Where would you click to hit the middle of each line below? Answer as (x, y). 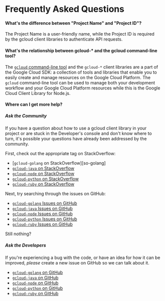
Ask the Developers (26, 245)
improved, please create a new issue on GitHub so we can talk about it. (77, 263)
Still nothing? (18, 234)
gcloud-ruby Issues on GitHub (42, 224)
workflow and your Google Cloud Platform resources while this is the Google (83, 88)
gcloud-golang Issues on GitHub (45, 203)
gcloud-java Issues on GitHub (42, 209)
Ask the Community (26, 116)
